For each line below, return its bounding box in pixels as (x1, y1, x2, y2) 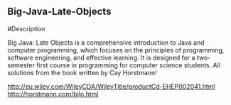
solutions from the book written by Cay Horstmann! (7, 68, 158, 77)
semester (7, 60, 36, 70)
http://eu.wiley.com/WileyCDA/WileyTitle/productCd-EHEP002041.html (7, 82, 215, 91)
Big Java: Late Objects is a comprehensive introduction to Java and (7, 38, 205, 47)
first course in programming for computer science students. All (36, 60, 220, 70)
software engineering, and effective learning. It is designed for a (7, 53, 195, 62)
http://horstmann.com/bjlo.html (7, 89, 99, 98)
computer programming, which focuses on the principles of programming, (7, 45, 225, 54)
